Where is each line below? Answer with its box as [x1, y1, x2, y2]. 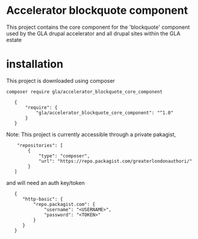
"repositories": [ [17, 142, 63, 148]
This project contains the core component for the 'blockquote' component [6, 23, 190, 31]
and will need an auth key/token [6, 179, 85, 186]
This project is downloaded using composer [6, 77, 116, 84]
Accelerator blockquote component [6, 4, 188, 17]
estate [6, 36, 22, 43]
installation [6, 58, 64, 71]
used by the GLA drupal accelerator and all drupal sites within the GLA [6, 29, 181, 37]
